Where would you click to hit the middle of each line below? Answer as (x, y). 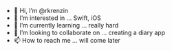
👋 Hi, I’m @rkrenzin (41, 11)
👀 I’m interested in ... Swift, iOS (57, 18)
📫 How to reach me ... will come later (67, 40)
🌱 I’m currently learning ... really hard (66, 25)
